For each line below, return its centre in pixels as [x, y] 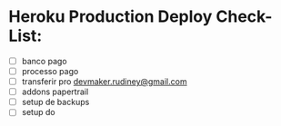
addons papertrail [55, 92]
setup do [38, 112]
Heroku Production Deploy [110, 17]
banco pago [44, 61]
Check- [244, 17]
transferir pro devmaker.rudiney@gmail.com [104, 82]
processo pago [50, 71]
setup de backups [55, 102]
